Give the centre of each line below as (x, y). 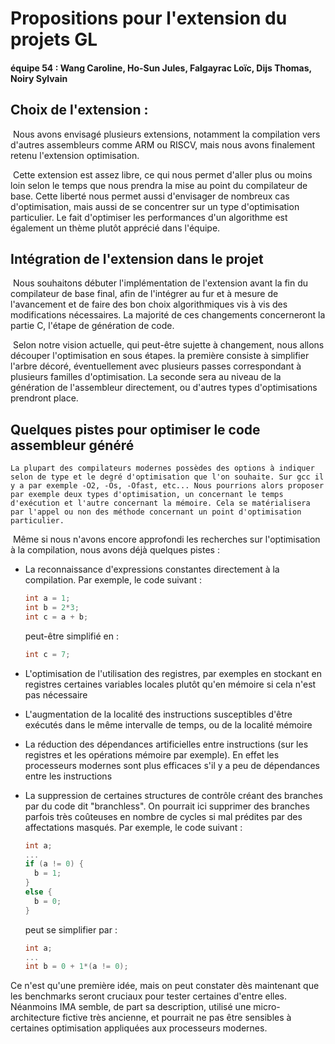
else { (38, 892)
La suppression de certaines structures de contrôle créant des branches (173, 795)
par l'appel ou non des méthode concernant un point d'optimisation (156, 512)
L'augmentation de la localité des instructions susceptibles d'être (158, 714)
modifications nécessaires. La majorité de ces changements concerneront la (168, 315)
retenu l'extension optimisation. (75, 155)
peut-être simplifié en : (71, 636)
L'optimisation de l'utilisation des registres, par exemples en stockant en (173, 673)
